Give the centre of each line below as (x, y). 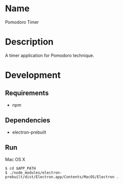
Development (33, 75)
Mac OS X (15, 159)
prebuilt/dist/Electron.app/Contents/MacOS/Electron (60, 177)
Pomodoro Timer (22, 22)
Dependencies (28, 120)
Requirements (27, 93)
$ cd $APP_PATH (20, 168)
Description (29, 42)
